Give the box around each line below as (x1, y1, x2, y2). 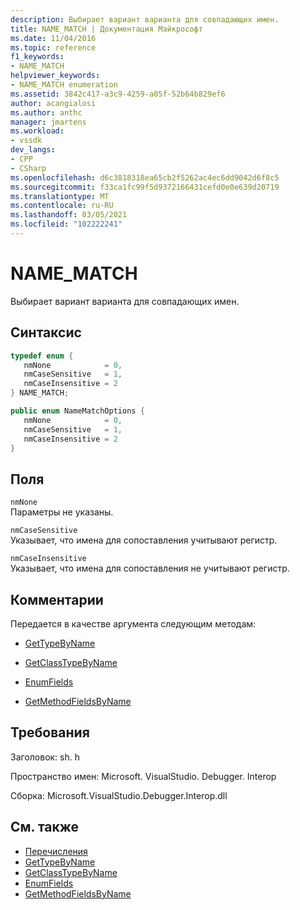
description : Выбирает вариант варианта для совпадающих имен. (10, 14, 280, 25)
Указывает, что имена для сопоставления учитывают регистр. (10, 534, 278, 546)
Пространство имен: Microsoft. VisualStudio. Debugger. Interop (10, 770, 277, 782)
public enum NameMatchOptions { (10, 406, 145, 416)
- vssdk (10, 136, 43, 146)
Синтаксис (10, 324, 82, 341)
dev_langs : (10, 145, 56, 155)
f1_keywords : (10, 52, 65, 62)
